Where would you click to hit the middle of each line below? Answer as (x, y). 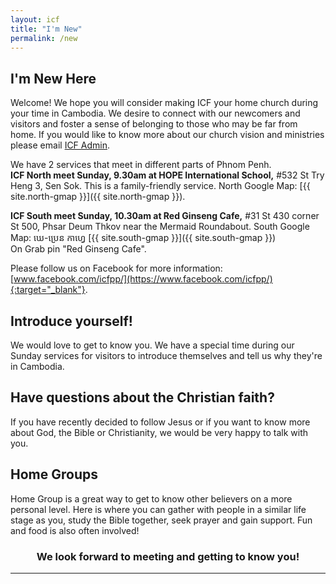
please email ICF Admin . (60, 145)
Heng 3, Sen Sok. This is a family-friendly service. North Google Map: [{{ (160, 186)
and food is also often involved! (75, 530)
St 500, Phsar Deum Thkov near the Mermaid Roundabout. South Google (160, 227)
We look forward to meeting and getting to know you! (168, 556)
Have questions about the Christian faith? (142, 397)
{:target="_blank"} (48, 290)
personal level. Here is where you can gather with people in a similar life (158, 509)
